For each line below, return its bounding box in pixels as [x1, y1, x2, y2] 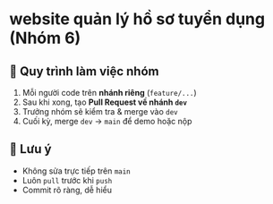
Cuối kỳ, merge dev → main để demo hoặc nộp [21, 116, 192, 126]
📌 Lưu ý [9, 141, 52, 157]
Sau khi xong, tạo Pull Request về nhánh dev [21, 97, 188, 107]
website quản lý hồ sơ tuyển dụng [9, 9, 266, 30]
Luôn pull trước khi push [21, 174, 113, 185]
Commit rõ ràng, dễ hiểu [21, 184, 112, 195]
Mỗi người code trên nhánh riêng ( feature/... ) [21, 88, 197, 98]
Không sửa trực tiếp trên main [21, 166, 132, 176]
